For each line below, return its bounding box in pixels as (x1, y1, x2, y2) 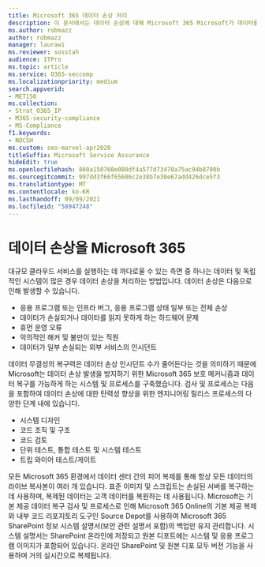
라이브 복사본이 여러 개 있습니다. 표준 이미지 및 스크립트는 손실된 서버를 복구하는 (8, 482, 255, 491)
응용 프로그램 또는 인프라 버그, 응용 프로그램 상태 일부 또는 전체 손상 (19, 303, 228, 313)
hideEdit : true (8, 159, 58, 167)
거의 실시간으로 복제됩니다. (28, 550, 112, 561)
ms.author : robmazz (8, 26, 73, 34)
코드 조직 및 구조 (19, 426, 71, 435)
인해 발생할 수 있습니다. (8, 286, 80, 296)
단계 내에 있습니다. (22, 399, 80, 408)
